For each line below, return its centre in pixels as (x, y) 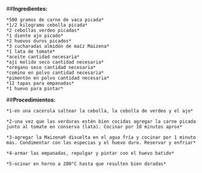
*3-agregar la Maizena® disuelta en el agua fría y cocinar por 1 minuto (101, 137)
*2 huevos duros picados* (39, 41)
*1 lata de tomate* (31, 51)
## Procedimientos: (31, 100)
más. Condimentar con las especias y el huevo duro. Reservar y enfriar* (101, 143)
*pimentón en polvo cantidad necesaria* (58, 78)
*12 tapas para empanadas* (40, 83)
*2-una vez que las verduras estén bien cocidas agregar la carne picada (101, 122)
